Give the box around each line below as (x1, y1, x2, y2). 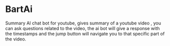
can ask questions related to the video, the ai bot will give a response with (5, 25, 160, 31)
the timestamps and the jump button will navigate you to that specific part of (5, 30, 165, 36)
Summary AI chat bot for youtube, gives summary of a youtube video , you (5, 20, 161, 26)
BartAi (5, 3, 33, 15)
